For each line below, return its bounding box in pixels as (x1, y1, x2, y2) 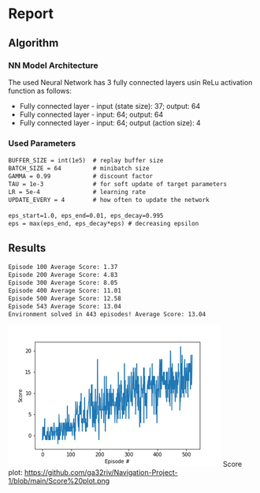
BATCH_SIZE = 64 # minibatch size (8, 165, 150, 173)
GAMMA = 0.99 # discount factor (8, 173, 154, 181)
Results (8, 241, 46, 255)
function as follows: (8, 86, 72, 95)
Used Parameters (8, 137, 76, 148)
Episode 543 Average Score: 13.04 (8, 302, 122, 310)
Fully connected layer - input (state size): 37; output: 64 (19, 101, 201, 110)
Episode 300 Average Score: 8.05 (8, 278, 118, 286)
